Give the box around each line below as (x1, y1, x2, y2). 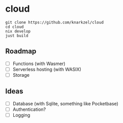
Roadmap (5, 47, 37, 56)
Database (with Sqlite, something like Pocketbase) (12, 100, 118, 107)
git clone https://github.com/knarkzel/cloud (5, 20, 104, 25)
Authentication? (12, 106, 46, 112)
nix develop (5, 28, 31, 34)
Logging (12, 112, 31, 118)
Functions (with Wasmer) (12, 60, 65, 67)
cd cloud (5, 24, 24, 29)
